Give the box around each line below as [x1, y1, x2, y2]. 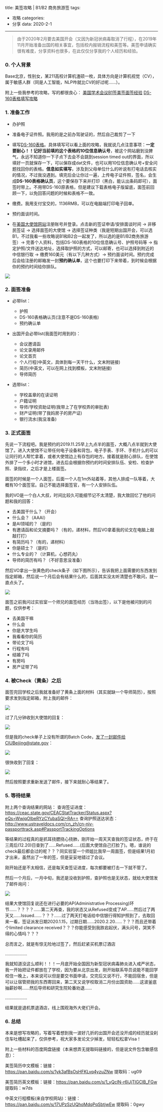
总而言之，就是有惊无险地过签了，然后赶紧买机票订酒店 [5, 941, 115, 947]
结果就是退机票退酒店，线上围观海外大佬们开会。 [5, 1004, 103, 1011]
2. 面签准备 [5, 286, 31, 293]
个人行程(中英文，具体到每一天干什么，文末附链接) [19, 359, 120, 365]
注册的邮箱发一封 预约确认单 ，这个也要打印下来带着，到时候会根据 [25, 257, 157, 263]
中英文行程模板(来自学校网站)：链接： [5, 1096, 81, 1101]
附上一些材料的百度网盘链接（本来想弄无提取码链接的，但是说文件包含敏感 [5, 1047, 154, 1052]
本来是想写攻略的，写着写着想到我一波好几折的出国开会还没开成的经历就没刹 [5, 1030, 158, 1036]
